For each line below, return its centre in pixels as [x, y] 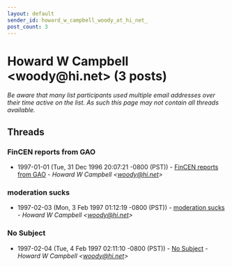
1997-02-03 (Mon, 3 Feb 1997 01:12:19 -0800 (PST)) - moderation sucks [121, 208]
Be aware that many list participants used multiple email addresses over [111, 96]
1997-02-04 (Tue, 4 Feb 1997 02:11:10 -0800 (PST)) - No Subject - [113, 248]
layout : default [31, 14]
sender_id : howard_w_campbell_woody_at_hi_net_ [78, 20]
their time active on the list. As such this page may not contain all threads [113, 102]
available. [22, 110]
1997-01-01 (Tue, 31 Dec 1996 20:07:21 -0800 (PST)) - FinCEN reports [118, 167]
